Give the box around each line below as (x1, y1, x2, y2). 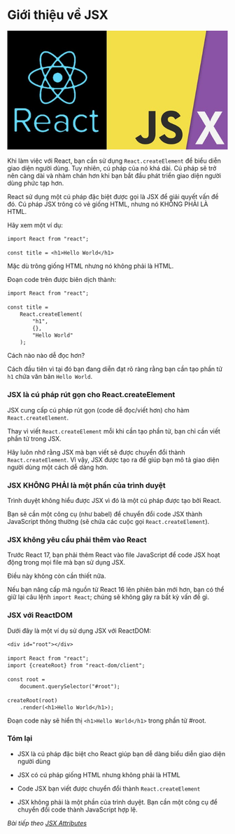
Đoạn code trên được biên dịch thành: (7, 276, 117, 284)
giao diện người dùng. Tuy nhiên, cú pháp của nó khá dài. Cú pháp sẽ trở (7, 164, 217, 173)
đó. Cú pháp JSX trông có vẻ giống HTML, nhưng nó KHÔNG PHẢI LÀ (7, 200, 208, 208)
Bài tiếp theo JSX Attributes (7, 819, 87, 827)
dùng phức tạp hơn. (7, 179, 64, 187)
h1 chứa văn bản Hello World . (7, 372, 93, 381)
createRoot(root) (7, 697, 58, 704)
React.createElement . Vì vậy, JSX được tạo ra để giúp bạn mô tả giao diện (7, 455, 220, 464)
